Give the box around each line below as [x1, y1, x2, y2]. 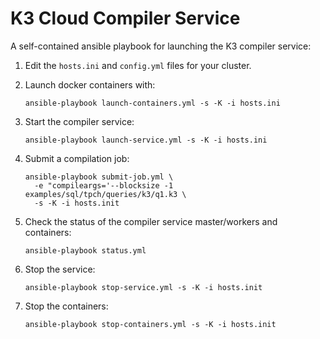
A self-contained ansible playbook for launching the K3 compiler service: [10, 40, 312, 52]
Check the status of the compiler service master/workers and [24, 215, 278, 227]
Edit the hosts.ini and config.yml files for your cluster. [24, 59, 252, 71]
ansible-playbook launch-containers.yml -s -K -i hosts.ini [24, 98, 281, 108]
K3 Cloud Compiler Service [10, 7, 241, 30]
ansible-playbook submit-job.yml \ [24, 172, 174, 182]
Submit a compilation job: [24, 152, 130, 164]
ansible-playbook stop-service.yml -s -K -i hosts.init [24, 282, 263, 292]
